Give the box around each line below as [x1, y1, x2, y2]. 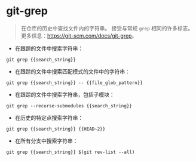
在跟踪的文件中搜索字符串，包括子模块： [14, 91, 115, 98]
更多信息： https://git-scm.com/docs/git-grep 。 [20, 32, 137, 39]
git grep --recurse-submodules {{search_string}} [6, 103, 133, 109]
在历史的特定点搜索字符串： [14, 114, 84, 121]
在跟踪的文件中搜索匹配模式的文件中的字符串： [14, 67, 130, 75]
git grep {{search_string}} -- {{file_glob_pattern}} [6, 79, 143, 86]
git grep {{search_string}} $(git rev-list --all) [6, 149, 135, 155]
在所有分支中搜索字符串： [14, 137, 78, 144]
